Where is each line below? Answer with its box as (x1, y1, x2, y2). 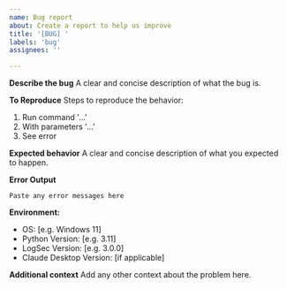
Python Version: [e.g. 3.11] (21, 233, 117, 244)
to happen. (9, 157, 49, 168)
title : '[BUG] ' (9, 29, 69, 38)
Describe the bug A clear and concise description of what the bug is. (9, 78, 261, 88)
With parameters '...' (21, 121, 95, 133)
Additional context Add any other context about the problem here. (9, 270, 252, 280)
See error (21, 131, 57, 141)
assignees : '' (9, 46, 62, 55)
